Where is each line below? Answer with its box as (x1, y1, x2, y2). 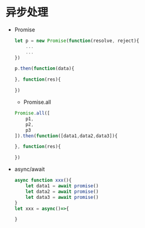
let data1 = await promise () (25, 183, 99, 189)
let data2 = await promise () (25, 189, 99, 195)
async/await (14, 166, 45, 173)
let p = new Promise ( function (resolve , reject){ (14, 38, 140, 44)
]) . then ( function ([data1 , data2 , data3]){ (14, 133, 118, 139)
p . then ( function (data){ (14, 65, 75, 72)
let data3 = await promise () (25, 194, 99, 200)
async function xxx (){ (14, 177, 72, 184)
